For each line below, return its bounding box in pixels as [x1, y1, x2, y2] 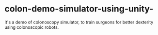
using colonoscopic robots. [4, 24, 59, 30]
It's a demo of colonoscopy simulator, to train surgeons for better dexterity [4, 19, 154, 25]
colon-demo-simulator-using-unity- [4, 3, 154, 14]
